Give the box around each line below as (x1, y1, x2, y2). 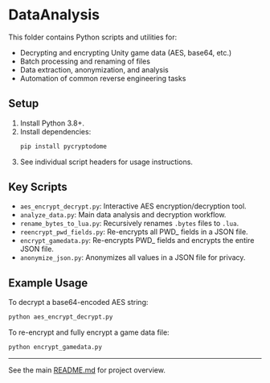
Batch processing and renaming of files (19, 56, 151, 66)
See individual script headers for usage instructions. (19, 157, 193, 167)
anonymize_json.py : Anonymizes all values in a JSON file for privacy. (19, 253, 246, 262)
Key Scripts (8, 180, 67, 194)
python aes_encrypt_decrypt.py (8, 313, 113, 321)
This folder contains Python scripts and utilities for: (8, 32, 178, 42)
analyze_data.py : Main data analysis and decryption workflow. (19, 210, 227, 220)
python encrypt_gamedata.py (8, 344, 103, 352)
